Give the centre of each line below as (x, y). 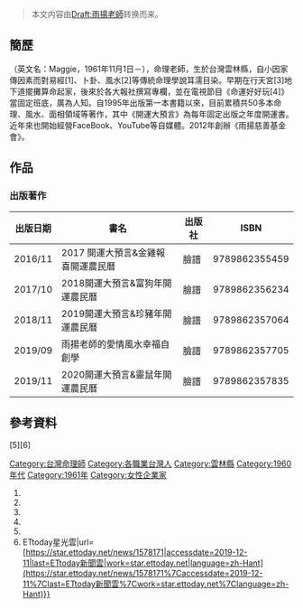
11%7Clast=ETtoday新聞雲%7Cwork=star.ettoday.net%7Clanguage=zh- (156, 584)
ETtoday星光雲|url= (58, 542)
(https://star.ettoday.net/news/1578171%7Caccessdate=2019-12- (142, 574)
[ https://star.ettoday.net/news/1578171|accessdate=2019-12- (135, 552)
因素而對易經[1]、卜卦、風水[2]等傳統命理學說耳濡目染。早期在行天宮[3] (151, 80)
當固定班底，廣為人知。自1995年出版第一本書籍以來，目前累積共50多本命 (146, 102)
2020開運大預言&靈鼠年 (112, 374)
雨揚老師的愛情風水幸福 (111, 344)
